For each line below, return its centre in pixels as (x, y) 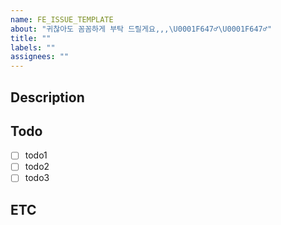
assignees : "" (40, 57)
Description (47, 97)
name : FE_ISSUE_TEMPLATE (62, 19)
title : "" (31, 38)
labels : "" (33, 47)
